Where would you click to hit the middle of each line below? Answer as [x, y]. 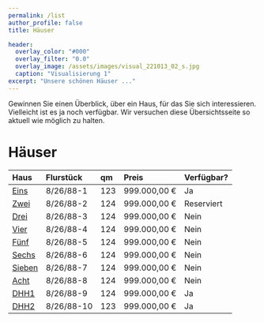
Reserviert [204, 204]
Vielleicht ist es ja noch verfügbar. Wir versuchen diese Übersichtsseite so [129, 112]
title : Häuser [32, 30]
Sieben [25, 268]
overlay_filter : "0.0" [53, 59]
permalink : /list [37, 15]
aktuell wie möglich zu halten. [57, 120]
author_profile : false [45, 23]
